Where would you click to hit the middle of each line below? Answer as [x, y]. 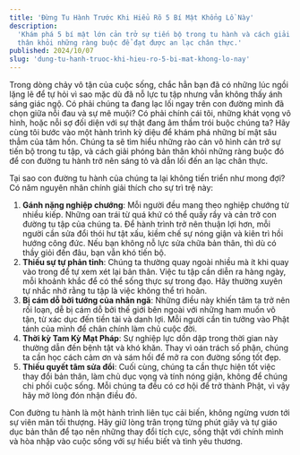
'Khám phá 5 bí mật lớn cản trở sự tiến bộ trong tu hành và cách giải [154, 34]
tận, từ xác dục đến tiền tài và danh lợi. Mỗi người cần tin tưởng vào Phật [155, 319]
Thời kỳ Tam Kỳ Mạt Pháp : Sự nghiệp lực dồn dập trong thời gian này [150, 338]
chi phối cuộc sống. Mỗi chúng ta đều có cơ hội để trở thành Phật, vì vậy [156, 386]
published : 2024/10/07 [51, 51]
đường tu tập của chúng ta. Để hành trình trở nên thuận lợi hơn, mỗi [146, 224]
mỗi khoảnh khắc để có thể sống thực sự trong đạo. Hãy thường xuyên [153, 281]
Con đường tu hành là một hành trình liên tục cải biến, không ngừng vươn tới [150, 412]
